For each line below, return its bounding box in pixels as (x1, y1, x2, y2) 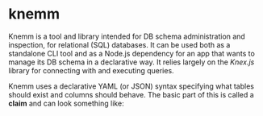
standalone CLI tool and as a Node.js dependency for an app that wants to (8, 48, 256, 58)
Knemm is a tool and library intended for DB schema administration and (8, 31, 246, 41)
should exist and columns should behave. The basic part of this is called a (8, 89, 254, 99)
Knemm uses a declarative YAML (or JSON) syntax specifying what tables (8, 81, 254, 91)
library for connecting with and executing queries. (8, 65, 175, 75)
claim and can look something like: (8, 98, 124, 108)
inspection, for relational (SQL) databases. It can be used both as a (8, 39, 231, 49)
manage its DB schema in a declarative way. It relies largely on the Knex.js (8, 57, 255, 67)
